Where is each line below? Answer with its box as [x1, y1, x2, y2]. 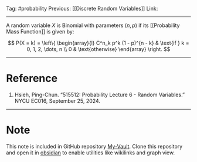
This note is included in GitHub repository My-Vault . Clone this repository [6, 143, 183, 150]
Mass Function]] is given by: [6, 28, 74, 35]
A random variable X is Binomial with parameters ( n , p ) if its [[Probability [6, 22, 180, 29]
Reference [6, 72, 57, 85]
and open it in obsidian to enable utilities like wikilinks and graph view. [6, 149, 175, 156]
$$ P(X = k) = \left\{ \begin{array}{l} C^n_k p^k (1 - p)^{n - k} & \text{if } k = [8, 39, 189, 46]
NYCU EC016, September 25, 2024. [14, 97, 101, 104]
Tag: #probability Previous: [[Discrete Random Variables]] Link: [6, 5, 158, 12]
